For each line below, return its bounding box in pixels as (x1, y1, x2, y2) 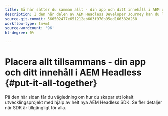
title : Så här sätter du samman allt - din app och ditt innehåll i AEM (5, 7, 160, 12)
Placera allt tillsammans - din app (5, 56, 146, 68)
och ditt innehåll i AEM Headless (5, 67, 142, 78)
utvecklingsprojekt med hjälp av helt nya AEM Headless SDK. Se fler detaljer (5, 99, 162, 105)
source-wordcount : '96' (5, 26, 55, 31)
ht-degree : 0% (5, 30, 35, 35)
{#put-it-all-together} (5, 78, 97, 89)
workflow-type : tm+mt (5, 21, 50, 26)
